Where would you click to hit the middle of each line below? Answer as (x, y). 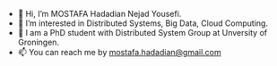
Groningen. (39, 42)
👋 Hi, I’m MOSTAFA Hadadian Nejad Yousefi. (100, 14)
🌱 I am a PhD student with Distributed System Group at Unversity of (143, 33)
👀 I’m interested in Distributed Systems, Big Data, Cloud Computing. (143, 23)
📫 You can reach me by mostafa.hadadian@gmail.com (119, 52)
